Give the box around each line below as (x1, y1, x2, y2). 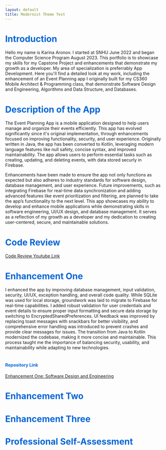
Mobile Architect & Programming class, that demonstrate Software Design (5, 81, 156, 87)
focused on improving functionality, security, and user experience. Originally (5, 136, 161, 142)
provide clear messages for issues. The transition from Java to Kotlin (5, 329, 146, 335)
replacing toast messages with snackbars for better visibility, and (5, 318, 138, 325)
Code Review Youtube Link (5, 253, 60, 259)
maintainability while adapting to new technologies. (5, 345, 110, 351)
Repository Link (5, 362, 39, 368)
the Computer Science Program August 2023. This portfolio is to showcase (5, 55, 159, 61)
